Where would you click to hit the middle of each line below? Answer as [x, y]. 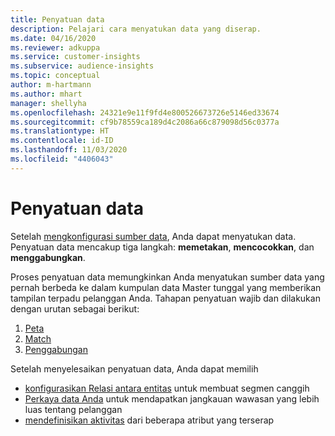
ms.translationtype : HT [60, 131]
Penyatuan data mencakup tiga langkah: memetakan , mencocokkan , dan [162, 247]
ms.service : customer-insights [75, 57]
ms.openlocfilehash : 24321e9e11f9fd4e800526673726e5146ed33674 [145, 112]
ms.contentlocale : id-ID [62, 141]
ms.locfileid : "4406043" [62, 159]
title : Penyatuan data [57, 19]
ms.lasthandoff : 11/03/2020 [69, 150]
